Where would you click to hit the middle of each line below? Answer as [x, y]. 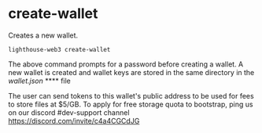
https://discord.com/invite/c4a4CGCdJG [74, 120]
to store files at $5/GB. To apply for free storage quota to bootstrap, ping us [131, 104]
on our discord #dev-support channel [69, 112]
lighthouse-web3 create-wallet [59, 49]
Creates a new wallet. [43, 35]
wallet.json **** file [39, 81]
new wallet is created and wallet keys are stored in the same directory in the [131, 72]
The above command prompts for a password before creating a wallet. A [126, 64]
